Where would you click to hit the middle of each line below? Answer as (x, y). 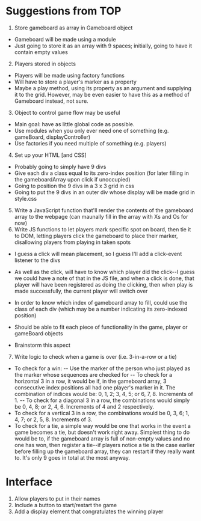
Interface (29, 482)
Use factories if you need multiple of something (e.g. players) (90, 143)
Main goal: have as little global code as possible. (74, 124)
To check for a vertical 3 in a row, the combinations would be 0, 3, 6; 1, (102, 413)
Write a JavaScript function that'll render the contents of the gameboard (104, 210)
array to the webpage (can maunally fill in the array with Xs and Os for (101, 216)
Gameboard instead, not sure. (51, 101)
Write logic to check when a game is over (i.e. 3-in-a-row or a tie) (95, 356)
